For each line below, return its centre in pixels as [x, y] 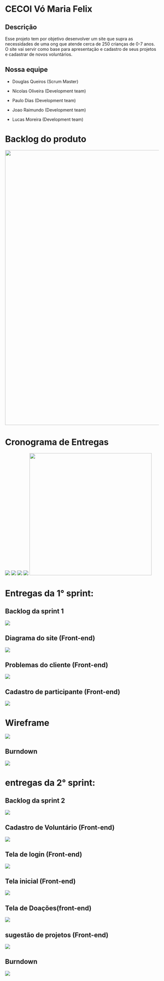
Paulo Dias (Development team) [44, 100]
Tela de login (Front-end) [44, 855]
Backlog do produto [46, 139]
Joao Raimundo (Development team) [49, 110]
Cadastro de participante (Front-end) [63, 692]
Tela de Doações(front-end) [48, 908]
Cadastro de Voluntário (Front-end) [60, 828]
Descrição [21, 27]
